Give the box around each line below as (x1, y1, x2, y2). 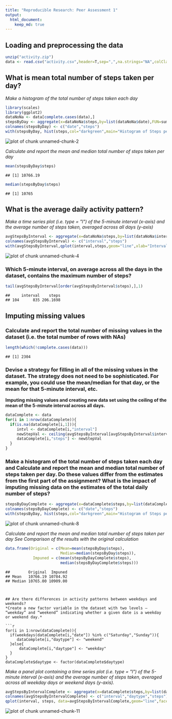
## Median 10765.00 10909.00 (5, 578, 68, 583)
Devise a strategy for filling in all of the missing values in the (5, 366, 158, 373)
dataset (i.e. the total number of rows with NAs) (5, 333, 126, 340)
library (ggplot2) (5, 110, 42, 115)
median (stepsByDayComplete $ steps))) (60, 560, 139, 565)
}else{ (10, 641, 24, 647)
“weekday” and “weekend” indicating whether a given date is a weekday (5, 610, 161, 615)
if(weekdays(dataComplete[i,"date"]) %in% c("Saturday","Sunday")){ (10, 632, 159, 637)
